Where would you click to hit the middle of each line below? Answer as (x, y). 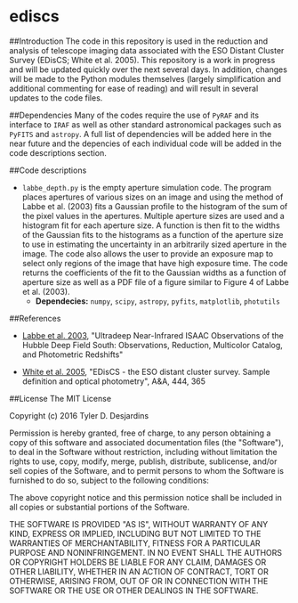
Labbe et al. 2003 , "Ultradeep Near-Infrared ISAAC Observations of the (153, 335)
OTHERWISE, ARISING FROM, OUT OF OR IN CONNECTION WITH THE (139, 581)
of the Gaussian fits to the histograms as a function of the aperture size (153, 234)
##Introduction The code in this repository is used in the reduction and (139, 41)
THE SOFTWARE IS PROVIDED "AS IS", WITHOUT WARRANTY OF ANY (139, 524)
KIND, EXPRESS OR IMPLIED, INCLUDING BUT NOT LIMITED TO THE (135, 534)
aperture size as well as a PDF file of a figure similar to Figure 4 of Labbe (155, 281)
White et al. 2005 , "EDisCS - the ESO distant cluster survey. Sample (146, 371)
